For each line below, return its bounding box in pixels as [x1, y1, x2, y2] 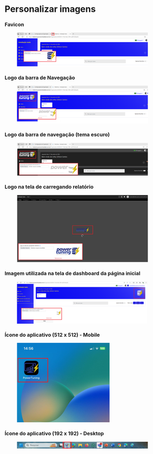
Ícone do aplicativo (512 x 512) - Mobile [4, 331, 100, 338]
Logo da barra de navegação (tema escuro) [4, 131, 110, 138]
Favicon [4, 21, 24, 28]
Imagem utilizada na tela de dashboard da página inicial [4, 270, 141, 276]
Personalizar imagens [4, 3, 96, 15]
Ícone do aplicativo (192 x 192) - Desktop [4, 430, 104, 437]
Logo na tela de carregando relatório [4, 183, 94, 190]
